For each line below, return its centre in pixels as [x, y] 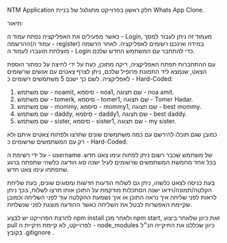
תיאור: [15, 23]
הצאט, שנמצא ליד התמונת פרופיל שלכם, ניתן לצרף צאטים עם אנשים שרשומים [107, 72]
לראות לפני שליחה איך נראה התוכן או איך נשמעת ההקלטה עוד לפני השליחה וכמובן [112, 197]
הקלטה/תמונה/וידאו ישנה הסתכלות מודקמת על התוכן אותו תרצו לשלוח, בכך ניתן [109, 190]
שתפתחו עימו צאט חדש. [38, 169]
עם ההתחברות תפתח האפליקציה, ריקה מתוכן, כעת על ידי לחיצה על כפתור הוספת [111, 64]
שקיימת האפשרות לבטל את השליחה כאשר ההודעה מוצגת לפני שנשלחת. [100, 204]
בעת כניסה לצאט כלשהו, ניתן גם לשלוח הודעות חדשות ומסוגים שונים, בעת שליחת [111, 183]
